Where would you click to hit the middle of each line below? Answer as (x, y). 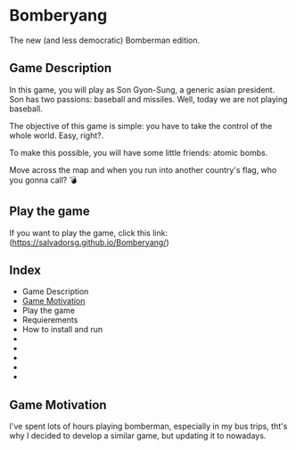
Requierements (50, 320)
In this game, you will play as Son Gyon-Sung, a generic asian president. (142, 89)
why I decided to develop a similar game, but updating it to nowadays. (138, 436)
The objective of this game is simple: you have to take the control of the (141, 126)
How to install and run (62, 330)
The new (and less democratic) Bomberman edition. (105, 40)
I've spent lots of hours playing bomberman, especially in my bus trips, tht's (148, 426)
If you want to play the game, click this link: (88, 233)
